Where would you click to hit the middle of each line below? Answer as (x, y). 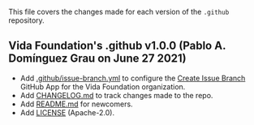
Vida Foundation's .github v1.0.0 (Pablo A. (117, 46)
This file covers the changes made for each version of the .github (119, 12)
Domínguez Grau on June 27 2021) (97, 59)
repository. (26, 20)
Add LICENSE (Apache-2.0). (67, 112)
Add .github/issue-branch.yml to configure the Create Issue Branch (133, 78)
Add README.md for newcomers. (76, 104)
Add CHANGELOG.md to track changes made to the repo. (116, 95)
